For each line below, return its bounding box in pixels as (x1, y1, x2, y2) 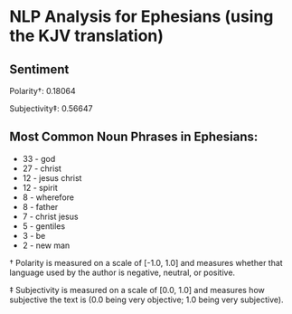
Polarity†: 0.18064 (9, 86, 77, 96)
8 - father (22, 201, 59, 212)
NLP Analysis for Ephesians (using (9, 6, 274, 27)
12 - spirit (22, 182, 59, 193)
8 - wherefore (22, 192, 75, 203)
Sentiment (9, 62, 70, 77)
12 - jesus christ (22, 172, 82, 183)
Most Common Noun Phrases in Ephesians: (9, 129, 259, 145)
